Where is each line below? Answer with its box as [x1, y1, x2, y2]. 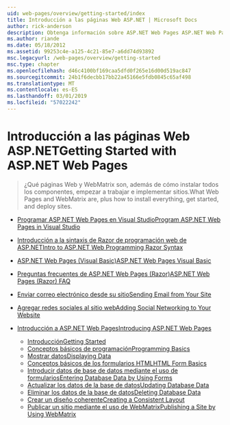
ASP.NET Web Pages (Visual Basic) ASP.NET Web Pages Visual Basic [16, 256, 212, 264]
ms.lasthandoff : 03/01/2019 [7, 93, 88, 100]
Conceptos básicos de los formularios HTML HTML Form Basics [27, 359, 207, 367]
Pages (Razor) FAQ [16, 276, 71, 285]
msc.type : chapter [7, 61, 60, 68]
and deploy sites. [23, 202, 73, 210]
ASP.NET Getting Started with [7, 143, 177, 159]
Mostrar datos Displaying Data [27, 352, 112, 360]
